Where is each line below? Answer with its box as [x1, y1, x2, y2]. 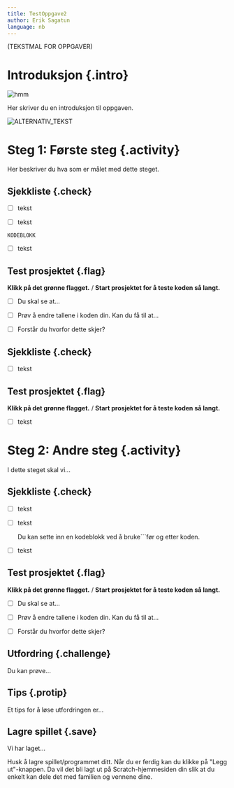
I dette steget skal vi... [7, 465, 71, 474]
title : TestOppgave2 [7, 10, 68, 18]
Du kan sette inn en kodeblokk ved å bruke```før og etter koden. [17, 532, 200, 541]
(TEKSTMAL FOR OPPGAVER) [7, 43, 93, 51]
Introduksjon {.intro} [7, 67, 129, 83]
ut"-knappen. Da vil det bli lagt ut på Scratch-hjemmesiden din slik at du [7, 765, 215, 774]
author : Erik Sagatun [7, 17, 71, 24]
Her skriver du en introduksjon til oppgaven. [7, 104, 134, 112]
